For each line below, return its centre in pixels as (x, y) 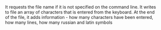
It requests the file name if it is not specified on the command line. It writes (80, 7)
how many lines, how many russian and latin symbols (59, 22)
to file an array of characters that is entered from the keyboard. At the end (80, 12)
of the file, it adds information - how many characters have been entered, (79, 17)
